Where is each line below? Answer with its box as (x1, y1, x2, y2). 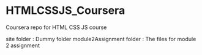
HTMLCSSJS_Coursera (6, 4, 125, 18)
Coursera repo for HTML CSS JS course (6, 24, 107, 31)
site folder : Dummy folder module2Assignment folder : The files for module (6, 35, 196, 42)
